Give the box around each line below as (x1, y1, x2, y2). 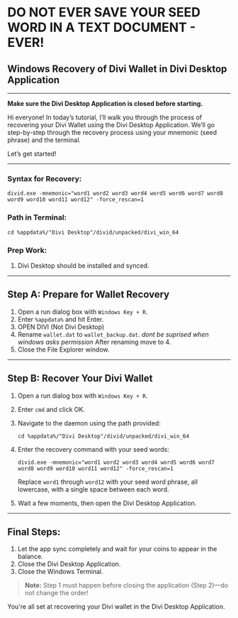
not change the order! (24, 589, 89, 597)
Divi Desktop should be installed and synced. (17, 261, 150, 270)
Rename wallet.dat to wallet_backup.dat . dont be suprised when (17, 330, 209, 338)
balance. (17, 552, 44, 561)
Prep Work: (7, 245, 47, 255)
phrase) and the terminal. (7, 136, 81, 144)
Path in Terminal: (7, 212, 67, 222)
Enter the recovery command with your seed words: (17, 445, 170, 453)
